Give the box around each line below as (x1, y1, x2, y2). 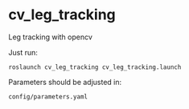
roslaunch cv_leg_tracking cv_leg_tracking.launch (8, 63, 182, 71)
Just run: (8, 47, 39, 57)
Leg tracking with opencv (8, 32, 92, 42)
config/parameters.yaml (8, 92, 88, 101)
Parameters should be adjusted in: (8, 77, 122, 87)
